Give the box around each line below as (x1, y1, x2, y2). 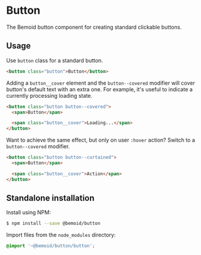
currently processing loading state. (6, 92, 93, 99)
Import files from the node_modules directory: (6, 232, 116, 239)
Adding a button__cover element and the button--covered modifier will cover (6, 79, 195, 86)
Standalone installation (6, 193, 95, 203)
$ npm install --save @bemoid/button (6, 220, 101, 227)
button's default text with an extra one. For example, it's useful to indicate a (6, 85, 193, 93)
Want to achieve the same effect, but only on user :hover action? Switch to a (6, 136, 196, 144)
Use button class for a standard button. (6, 56, 103, 64)
